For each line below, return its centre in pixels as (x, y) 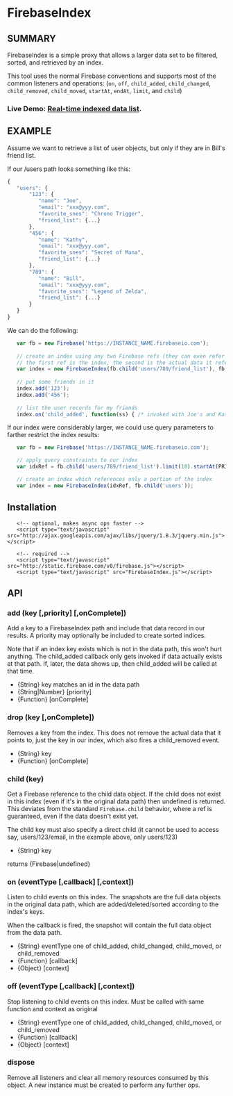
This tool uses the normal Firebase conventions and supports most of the (112, 76)
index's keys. (26, 912)
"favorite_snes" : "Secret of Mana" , (91, 253)
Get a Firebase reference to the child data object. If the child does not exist (114, 794)
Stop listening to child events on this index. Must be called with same (106, 1001)
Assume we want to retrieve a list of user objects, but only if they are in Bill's (116, 148)
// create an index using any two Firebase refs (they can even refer (121, 356)
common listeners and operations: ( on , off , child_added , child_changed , (109, 83)
